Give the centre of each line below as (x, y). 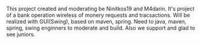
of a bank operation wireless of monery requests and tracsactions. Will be (98, 15)
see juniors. (21, 34)
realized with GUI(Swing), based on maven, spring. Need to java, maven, (96, 21)
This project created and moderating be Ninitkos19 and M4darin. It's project (101, 9)
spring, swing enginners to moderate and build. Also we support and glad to (101, 28)
